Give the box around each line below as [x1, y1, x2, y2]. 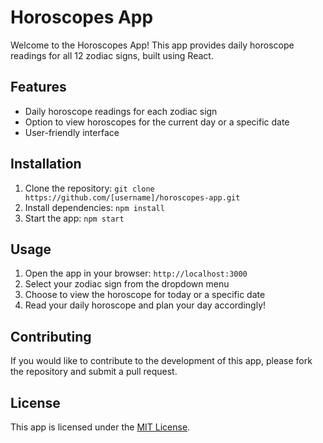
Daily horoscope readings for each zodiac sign [24, 105, 218, 117]
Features [10, 79, 67, 96]
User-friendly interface [24, 126, 120, 138]
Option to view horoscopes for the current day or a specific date [24, 116, 290, 128]
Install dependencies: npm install [24, 201, 165, 213]
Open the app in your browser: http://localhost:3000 [24, 267, 248, 280]
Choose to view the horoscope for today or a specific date [24, 289, 266, 301]
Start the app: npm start [24, 212, 125, 224]
